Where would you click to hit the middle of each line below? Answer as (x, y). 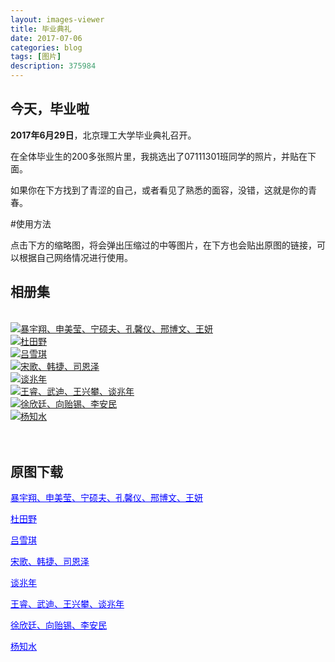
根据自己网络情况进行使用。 (75, 257)
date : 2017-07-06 (46, 38)
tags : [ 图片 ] (36, 57)
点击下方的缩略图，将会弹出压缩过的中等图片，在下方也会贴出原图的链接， (163, 245)
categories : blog (46, 47)
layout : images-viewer (57, 19)
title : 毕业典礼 (41, 29)
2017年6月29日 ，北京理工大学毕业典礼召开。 (103, 135)
